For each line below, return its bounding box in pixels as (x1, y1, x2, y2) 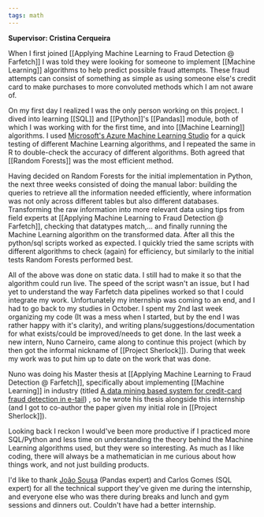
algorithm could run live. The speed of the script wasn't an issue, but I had (8, 278, 250, 288)
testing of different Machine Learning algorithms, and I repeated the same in (8, 139, 256, 148)
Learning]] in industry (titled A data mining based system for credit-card (8, 385, 242, 395)
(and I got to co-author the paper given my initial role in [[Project (8, 403, 218, 412)
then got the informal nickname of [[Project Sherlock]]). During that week (8, 345, 246, 355)
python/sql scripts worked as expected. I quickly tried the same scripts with (8, 238, 255, 247)
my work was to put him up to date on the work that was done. (8, 354, 211, 363)
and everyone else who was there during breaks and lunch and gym (8, 492, 229, 501)
